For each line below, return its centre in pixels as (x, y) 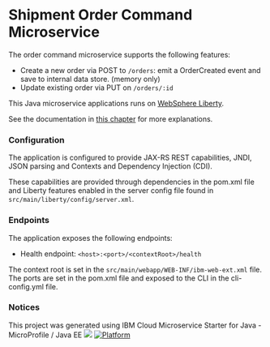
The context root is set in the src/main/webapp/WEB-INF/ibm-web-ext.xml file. (135, 269)
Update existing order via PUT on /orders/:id (96, 88)
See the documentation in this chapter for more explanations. (111, 118)
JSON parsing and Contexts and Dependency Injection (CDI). (111, 166)
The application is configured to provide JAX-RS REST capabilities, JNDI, (131, 158)
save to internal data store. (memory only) (90, 79)
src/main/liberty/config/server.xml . (71, 199)
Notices (24, 307)
